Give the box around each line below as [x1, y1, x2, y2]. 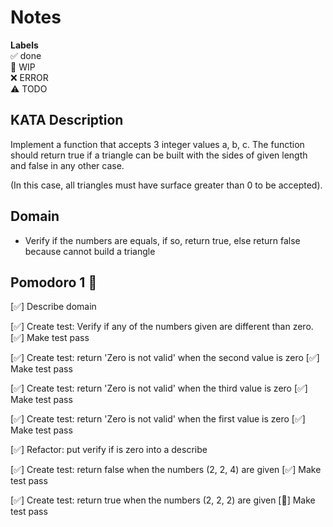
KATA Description [10, 112, 124, 129]
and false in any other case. [10, 159, 125, 171]
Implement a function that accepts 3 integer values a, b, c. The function [10, 138, 305, 150]
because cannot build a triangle [24, 245, 156, 257]
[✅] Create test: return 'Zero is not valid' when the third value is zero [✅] [10, 382, 308, 395]
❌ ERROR [10, 71, 49, 83]
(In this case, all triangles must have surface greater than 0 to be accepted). [10, 179, 323, 191]
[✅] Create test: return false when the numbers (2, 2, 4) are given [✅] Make [10, 464, 322, 476]
